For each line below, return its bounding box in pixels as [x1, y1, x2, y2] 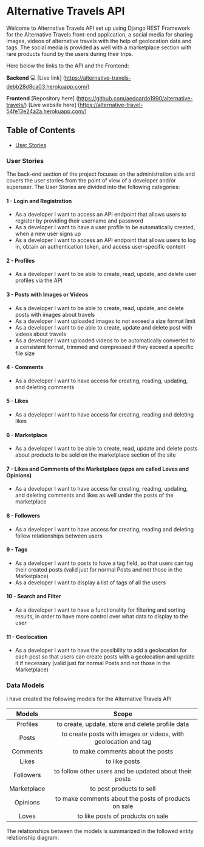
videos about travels [15, 330, 67, 337]
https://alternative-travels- [64, 74, 132, 81]
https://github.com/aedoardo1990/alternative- [78, 94, 193, 102]
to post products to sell [90, 784, 156, 793]
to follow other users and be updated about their [53, 767, 192, 775]
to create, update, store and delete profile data [56, 719, 189, 728]
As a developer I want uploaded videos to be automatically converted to [15, 336, 195, 344]
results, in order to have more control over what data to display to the [15, 613, 188, 620]
